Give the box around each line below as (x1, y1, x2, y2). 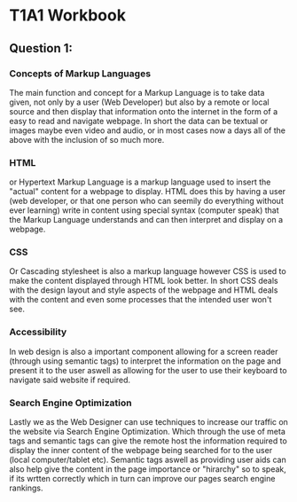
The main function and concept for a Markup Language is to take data (9, 87, 265, 98)
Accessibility (9, 326, 67, 338)
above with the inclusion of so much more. (9, 134, 165, 145)
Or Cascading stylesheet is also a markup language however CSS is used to (9, 266, 286, 277)
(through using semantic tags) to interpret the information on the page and (9, 356, 282, 366)
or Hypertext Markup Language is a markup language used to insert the (9, 176, 271, 187)
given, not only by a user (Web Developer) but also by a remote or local (9, 97, 270, 107)
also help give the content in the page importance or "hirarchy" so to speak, (9, 464, 286, 475)
